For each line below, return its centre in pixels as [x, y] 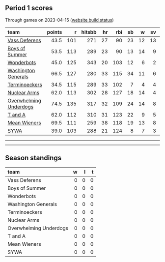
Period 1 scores [29, 8]
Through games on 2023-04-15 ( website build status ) [59, 20]
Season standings [33, 158]
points [55, 32]
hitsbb [89, 32]
